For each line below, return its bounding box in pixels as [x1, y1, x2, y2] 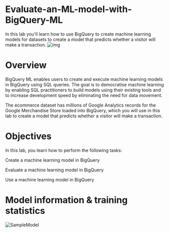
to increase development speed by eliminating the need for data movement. [5, 92, 163, 98]
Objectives [5, 130, 52, 142]
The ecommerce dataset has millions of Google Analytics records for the [5, 102, 156, 108]
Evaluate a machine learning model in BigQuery [5, 167, 104, 173]
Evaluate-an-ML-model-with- [5, 4, 132, 15]
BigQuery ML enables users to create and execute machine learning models [5, 76, 163, 82]
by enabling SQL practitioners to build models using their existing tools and [5, 87, 161, 93]
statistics [5, 205, 45, 216]
